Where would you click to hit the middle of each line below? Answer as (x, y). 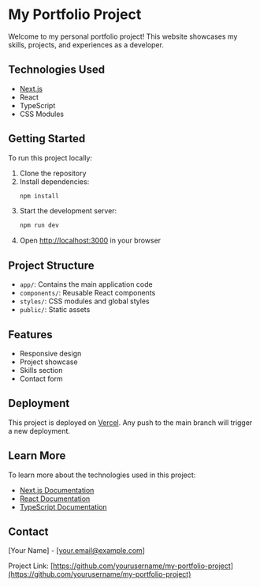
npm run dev (39, 226)
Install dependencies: (54, 181)
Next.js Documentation (57, 490)
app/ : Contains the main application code (86, 284)
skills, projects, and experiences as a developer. (86, 44)
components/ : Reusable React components (87, 293)
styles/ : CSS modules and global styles (84, 301)
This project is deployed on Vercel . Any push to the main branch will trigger (130, 422)
